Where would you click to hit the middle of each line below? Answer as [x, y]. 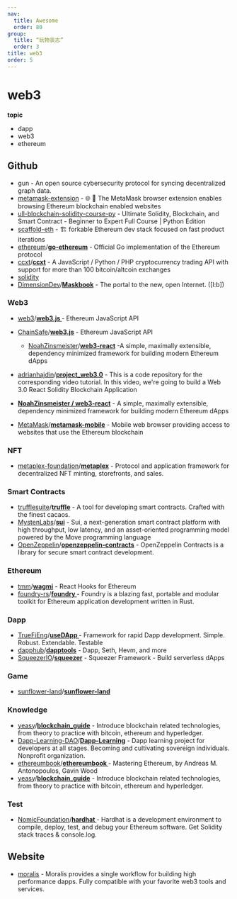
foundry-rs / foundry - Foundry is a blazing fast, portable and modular [118, 593]
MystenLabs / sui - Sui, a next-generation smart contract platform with [119, 523]
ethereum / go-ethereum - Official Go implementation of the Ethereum [119, 247]
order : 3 [27, 47]
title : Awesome [36, 21]
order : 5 [20, 60]
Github [23, 166]
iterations [31, 239]
